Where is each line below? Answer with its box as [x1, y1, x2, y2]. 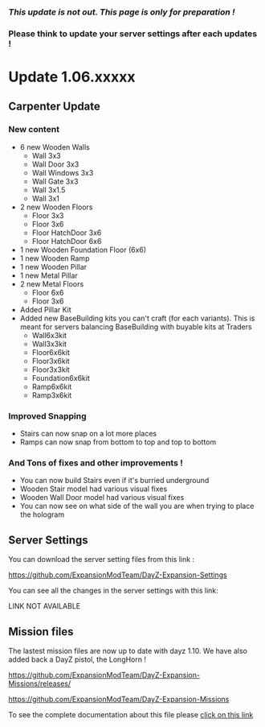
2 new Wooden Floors [19, 202, 93, 212]
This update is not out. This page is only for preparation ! [8, 6, 235, 18]
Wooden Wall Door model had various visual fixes [19, 493, 185, 502]
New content [8, 124, 60, 135]
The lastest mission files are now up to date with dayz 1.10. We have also [8, 646, 247, 655]
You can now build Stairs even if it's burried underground [19, 476, 210, 485]
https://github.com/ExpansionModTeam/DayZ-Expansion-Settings [8, 570, 227, 580]
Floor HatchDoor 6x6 [31, 236, 102, 246]
